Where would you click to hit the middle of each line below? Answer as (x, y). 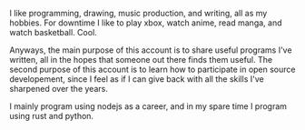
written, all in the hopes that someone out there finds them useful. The (141, 60)
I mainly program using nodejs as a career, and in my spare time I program (148, 106)
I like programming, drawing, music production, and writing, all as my (138, 13)
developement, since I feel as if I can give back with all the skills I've (137, 79)
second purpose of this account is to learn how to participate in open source (152, 69)
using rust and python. (51, 116)
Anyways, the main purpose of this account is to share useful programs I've (151, 50)
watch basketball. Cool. (53, 32)
